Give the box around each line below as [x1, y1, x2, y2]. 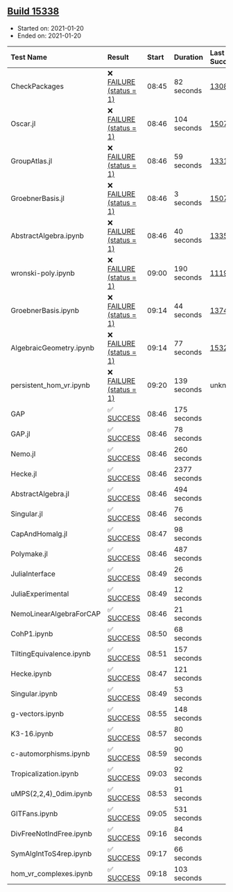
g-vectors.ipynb [10, 708, 64, 718]
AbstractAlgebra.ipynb [10, 231, 85, 241]
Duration [173, 52, 203, 62]
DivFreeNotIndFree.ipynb [10, 829, 92, 838]
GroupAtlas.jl [10, 156, 53, 165]
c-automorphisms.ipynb [10, 749, 90, 759]
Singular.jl [10, 509, 43, 519]
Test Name [10, 52, 47, 62]
